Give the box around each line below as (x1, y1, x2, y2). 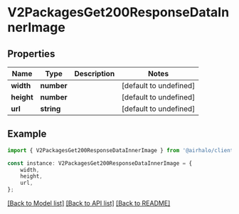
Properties (7, 48, 55, 60)
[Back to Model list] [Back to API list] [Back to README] (7, 199, 171, 208)
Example (7, 128, 47, 140)
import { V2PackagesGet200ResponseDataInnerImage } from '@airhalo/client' (7, 146, 237, 154)
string (40, 104, 61, 114)
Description (74, 69, 115, 78)
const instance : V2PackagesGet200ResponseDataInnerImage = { (7, 159, 193, 167)
